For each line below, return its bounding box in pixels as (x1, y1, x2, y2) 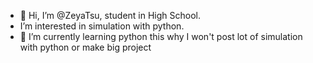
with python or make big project (19, 41, 152, 53)
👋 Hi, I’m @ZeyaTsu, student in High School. (19, 10, 202, 21)
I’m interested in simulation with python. (19, 20, 185, 32)
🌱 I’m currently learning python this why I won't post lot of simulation (19, 31, 303, 42)
